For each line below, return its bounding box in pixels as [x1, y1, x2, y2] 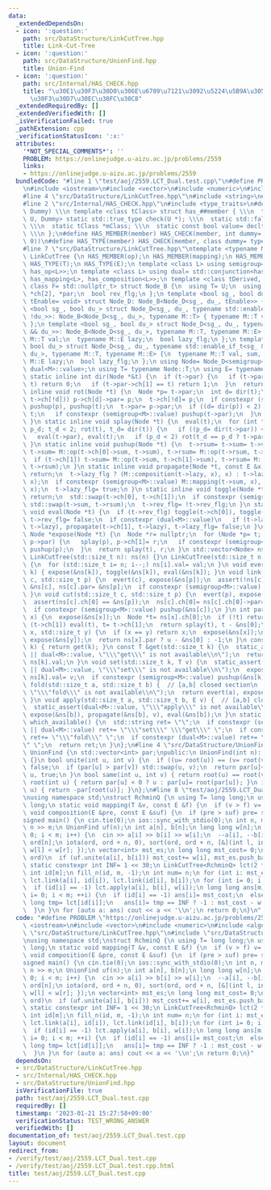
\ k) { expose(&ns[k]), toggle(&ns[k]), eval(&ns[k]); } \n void [23, 568, 244, 576]
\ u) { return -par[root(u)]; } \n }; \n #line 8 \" [23, 786, 190, 794]
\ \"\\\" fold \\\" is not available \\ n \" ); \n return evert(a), [23, 688, 240, 696]
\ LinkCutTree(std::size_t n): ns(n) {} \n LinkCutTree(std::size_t [23, 553, 254, 561]
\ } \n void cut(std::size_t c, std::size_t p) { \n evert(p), [23, 591, 236, 599]
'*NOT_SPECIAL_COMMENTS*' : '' [23, 147, 125, 155]
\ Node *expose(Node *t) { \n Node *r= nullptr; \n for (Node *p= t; [23, 530, 262, 538]
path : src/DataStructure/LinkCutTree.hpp [23, 34, 164, 43]
